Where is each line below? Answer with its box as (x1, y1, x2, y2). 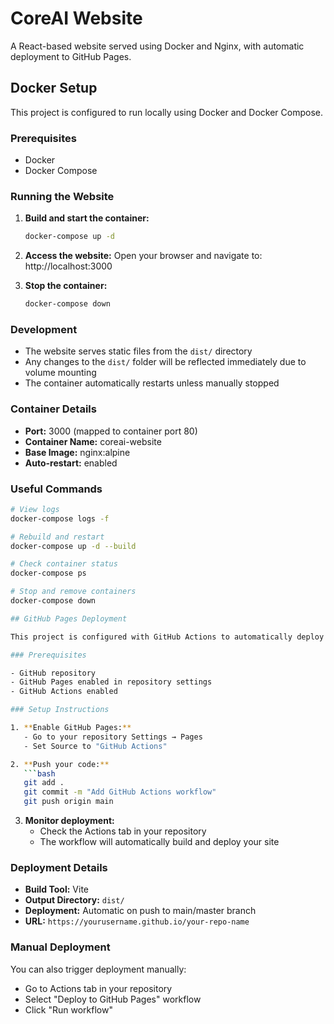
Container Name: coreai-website (24, 435, 162, 447)
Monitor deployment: (24, 815, 115, 827)
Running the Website (10, 189, 115, 203)
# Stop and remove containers (10, 587, 137, 597)
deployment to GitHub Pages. (10, 50, 132, 62)
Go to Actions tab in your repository (24, 982, 173, 994)
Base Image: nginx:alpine (24, 446, 131, 458)
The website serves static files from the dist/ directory (24, 345, 253, 357)
